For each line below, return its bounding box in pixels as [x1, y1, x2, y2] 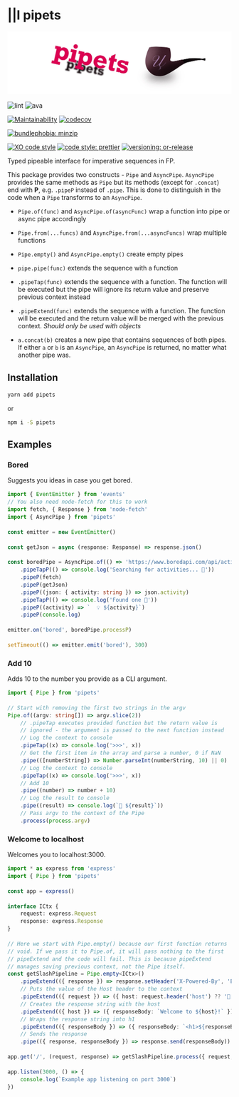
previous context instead [17, 293, 91, 301]
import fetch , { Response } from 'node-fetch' [7, 506, 148, 513]
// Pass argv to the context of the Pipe [20, 810, 144, 817]
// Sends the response [20, 1031, 87, 1038]
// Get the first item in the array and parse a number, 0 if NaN [20, 749, 221, 757]
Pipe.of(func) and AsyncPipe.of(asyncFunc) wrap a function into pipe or [17, 207, 230, 216]
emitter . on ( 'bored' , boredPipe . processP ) [7, 627, 132, 634]
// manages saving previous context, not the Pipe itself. [7, 963, 186, 970]
